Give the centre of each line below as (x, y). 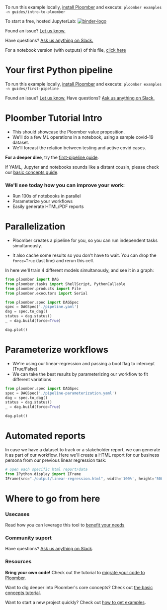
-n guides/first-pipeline (32, 89)
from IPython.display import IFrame (43, 474)
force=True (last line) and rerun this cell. (53, 261)
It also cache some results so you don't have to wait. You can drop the (84, 255)
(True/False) (25, 369)
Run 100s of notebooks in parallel (46, 196)
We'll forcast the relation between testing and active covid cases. (79, 148)
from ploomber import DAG (32, 280)
